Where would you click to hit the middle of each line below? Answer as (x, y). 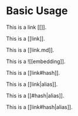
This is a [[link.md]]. (30, 50)
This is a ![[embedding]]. (36, 61)
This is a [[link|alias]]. (32, 84)
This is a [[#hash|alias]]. (35, 95)
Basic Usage (37, 11)
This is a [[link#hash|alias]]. (39, 107)
